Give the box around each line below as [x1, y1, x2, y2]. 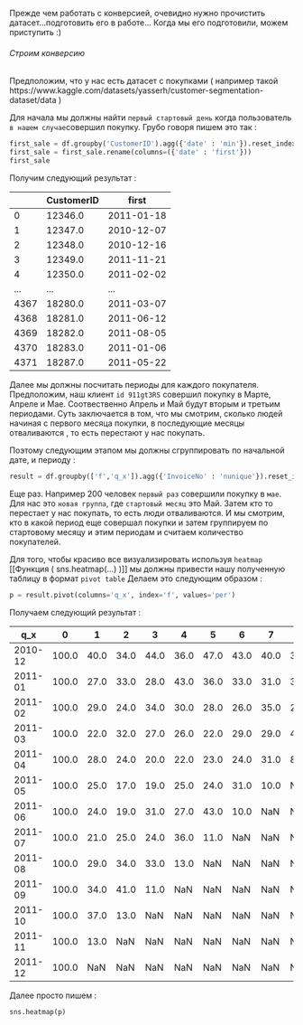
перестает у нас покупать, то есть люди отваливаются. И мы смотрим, [9, 507, 286, 518]
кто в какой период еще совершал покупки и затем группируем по [9, 517, 269, 528]
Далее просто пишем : [9, 990, 97, 1001]
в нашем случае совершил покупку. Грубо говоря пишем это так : [9, 122, 257, 133]
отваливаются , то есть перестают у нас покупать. [9, 427, 206, 437]
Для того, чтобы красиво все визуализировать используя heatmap [9, 553, 263, 564]
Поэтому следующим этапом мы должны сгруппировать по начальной [9, 445, 286, 456]
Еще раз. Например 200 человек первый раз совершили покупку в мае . [9, 488, 282, 499]
